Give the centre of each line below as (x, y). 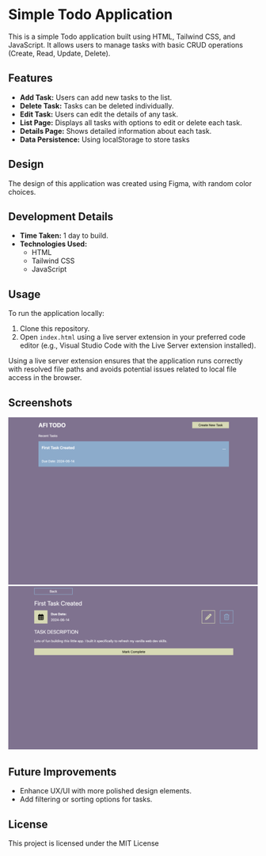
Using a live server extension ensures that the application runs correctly (125, 361)
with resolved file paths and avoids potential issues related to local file (123, 369)
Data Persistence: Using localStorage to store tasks (104, 139)
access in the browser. (45, 378)
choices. (22, 192)
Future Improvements (63, 772)
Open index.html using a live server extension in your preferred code (133, 337)
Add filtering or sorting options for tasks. (86, 799)
